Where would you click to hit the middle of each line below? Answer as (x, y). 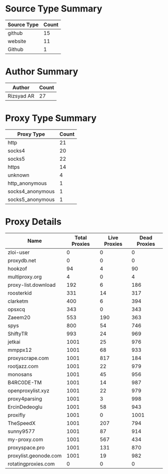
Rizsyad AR (21, 96)
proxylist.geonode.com (35, 455)
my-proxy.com (25, 439)
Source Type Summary (54, 9)
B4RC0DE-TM (25, 382)
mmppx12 (20, 350)
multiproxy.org (25, 277)
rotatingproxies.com (31, 463)
